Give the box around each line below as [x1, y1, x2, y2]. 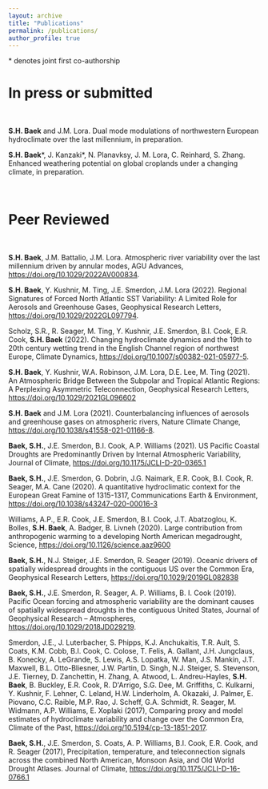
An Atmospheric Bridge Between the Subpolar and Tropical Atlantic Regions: [8, 376, 260, 385]
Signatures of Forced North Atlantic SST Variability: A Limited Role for [8, 294, 238, 304]
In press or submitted [8, 84, 154, 103]
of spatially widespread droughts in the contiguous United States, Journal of [8, 606, 260, 615]
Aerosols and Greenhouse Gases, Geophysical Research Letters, [8, 302, 222, 312]
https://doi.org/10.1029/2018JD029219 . [8, 622, 137, 632]
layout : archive [8, 11, 62, 20]
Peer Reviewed [8, 211, 110, 229]
